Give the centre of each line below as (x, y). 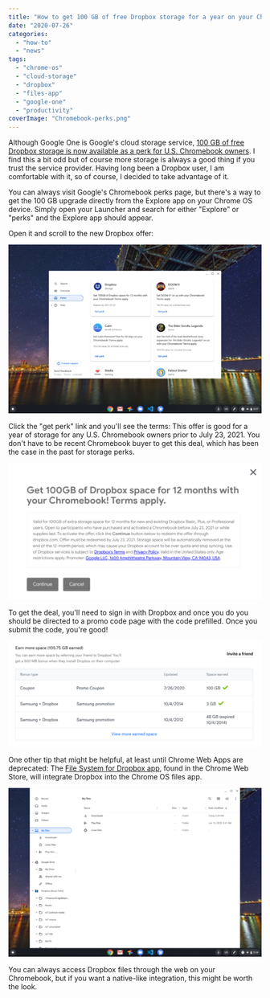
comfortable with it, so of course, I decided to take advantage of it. (119, 177)
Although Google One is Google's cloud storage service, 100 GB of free (127, 143)
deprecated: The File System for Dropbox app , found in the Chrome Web (129, 768)
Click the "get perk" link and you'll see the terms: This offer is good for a (128, 427)
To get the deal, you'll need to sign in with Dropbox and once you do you (129, 613)
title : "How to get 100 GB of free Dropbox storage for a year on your (131, 17)
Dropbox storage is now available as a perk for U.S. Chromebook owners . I (132, 151)
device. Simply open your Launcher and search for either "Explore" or (124, 210)
